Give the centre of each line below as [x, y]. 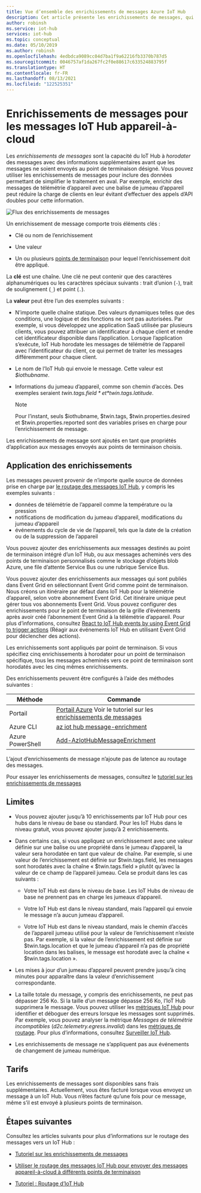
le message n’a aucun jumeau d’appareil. [74, 915]
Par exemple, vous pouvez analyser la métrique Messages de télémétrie [103, 1020]
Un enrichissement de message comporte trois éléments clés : [83, 224]
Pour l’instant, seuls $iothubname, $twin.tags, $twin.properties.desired [102, 416]
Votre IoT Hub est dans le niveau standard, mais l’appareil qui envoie [108, 908]
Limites [20, 802]
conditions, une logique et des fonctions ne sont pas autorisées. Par [99, 319]
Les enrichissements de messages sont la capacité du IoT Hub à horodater [98, 156]
